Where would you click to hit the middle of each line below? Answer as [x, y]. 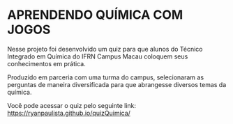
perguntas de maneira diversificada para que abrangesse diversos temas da [117, 84]
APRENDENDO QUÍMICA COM [95, 15]
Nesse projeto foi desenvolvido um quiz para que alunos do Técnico [105, 49]
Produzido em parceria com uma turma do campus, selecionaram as [106, 77]
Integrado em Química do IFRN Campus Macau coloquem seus [98, 56]
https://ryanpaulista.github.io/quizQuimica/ [69, 113]
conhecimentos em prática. [46, 63]
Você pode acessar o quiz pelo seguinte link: [72, 105]
